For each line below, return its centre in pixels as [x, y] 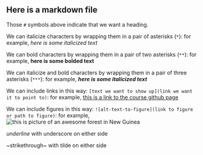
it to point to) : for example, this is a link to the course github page [92, 97]
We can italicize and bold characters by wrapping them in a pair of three [97, 73]
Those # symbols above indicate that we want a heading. [77, 24]
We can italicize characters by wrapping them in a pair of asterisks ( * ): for [99, 36]
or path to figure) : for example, [48, 115]
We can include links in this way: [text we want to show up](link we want [99, 91]
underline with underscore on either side [57, 133]
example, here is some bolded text [50, 61]
